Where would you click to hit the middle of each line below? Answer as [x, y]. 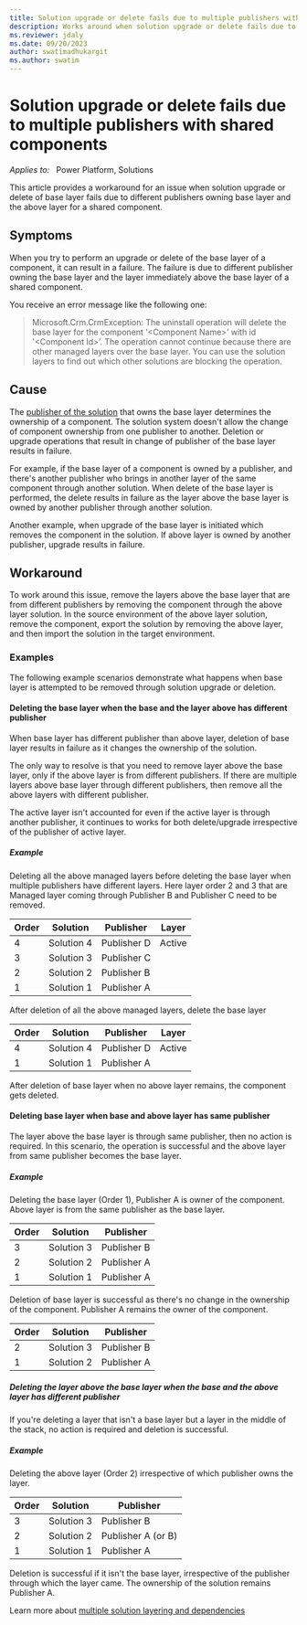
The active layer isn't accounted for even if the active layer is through [140, 812]
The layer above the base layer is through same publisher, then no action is [151, 1136]
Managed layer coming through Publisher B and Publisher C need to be [143, 895]
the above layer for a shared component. [86, 207]
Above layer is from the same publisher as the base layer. [117, 1210]
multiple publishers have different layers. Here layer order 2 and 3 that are [148, 885]
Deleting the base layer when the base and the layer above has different [148, 708]
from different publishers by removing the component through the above [146, 605]
